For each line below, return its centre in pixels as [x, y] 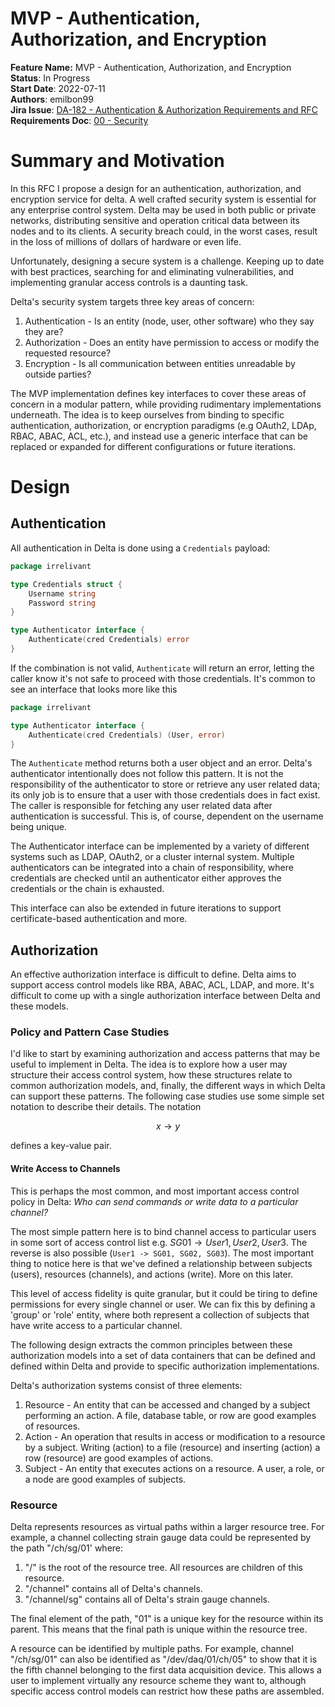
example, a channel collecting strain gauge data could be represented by [161, 1537]
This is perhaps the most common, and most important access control [155, 1191]
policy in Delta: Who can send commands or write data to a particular [154, 1201]
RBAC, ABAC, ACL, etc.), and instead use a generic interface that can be [159, 436]
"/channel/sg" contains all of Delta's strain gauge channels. [147, 1599]
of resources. [52, 1426]
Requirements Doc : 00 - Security [79, 120]
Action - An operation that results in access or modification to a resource [175, 1436]
